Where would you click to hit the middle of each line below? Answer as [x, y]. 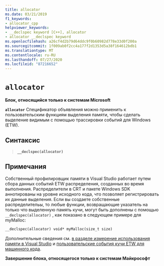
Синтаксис [23, 141]
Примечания [26, 167]
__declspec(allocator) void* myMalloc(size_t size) [59, 229]
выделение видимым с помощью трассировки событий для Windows [78, 120]
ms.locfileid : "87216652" [31, 64]
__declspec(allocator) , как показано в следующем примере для [73, 215]
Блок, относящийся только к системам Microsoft [58, 100]
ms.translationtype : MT [29, 50]
